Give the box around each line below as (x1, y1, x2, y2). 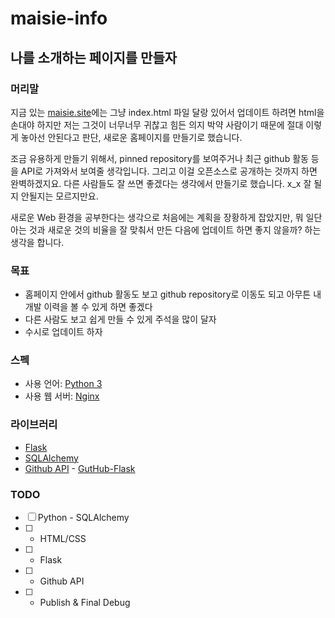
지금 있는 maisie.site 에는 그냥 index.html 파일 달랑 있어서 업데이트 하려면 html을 (10, 106, 325, 118)
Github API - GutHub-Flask (24, 462, 136, 474)
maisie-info (10, 7, 108, 30)
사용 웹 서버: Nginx (24, 390, 100, 402)
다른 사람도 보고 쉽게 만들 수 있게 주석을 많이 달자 (24, 313, 217, 326)
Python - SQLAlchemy (37, 512, 130, 524)
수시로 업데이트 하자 (24, 326, 103, 338)
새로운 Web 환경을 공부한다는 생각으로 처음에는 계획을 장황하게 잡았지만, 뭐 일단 (10, 211, 323, 223)
